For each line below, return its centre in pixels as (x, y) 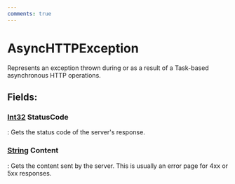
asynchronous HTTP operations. (54, 75)
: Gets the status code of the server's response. (76, 132)
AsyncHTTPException (73, 48)
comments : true (29, 14)
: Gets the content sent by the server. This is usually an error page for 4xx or (118, 166)
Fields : (22, 97)
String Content (33, 150)
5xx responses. (29, 173)
